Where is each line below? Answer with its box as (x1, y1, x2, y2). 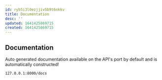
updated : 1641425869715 (5, 20, 54, 26)
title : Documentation (5, 12, 50, 17)
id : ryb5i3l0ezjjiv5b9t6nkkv (5, 7, 65, 12)
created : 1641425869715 (5, 25, 54, 30)
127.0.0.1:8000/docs (5, 71, 48, 76)
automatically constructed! (5, 61, 59, 67)
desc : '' (5, 16, 23, 21)
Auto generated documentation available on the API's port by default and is (5, 56, 158, 62)
